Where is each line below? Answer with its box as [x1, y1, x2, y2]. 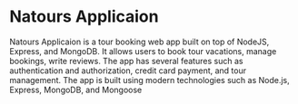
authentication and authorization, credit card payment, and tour [9, 65, 247, 76]
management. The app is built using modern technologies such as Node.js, [9, 74, 291, 85]
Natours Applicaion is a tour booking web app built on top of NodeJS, [9, 36, 270, 47]
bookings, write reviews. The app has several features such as [9, 55, 243, 66]
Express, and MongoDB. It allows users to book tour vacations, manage [9, 45, 277, 56]
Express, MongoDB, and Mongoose [9, 84, 143, 95]
